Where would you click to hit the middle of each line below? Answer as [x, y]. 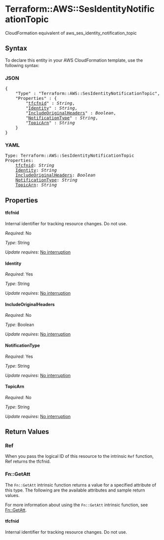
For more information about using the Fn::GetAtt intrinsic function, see [77, 505]
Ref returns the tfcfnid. [28, 462]
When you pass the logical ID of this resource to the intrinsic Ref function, [79, 456]
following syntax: [22, 65]
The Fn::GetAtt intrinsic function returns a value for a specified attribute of [81, 485]
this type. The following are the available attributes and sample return [75, 490]
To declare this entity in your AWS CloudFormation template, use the [74, 60]
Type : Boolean [20, 325]
